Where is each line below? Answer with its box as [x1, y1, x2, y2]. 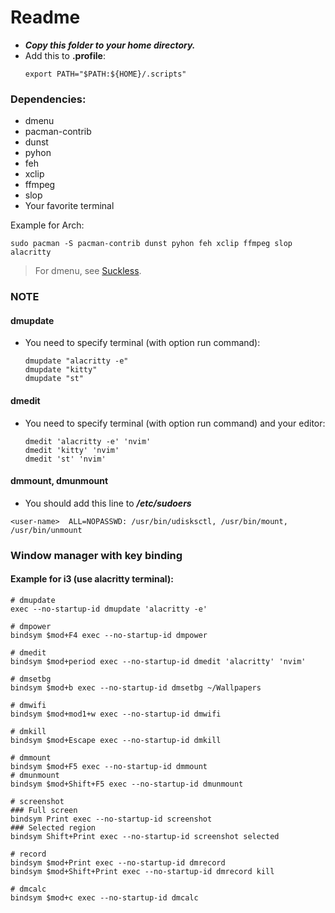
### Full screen [10, 805, 78, 815]
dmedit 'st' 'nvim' [24, 454, 107, 464]
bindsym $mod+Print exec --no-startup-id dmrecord [10, 857, 226, 868]
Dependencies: [10, 92, 87, 106]
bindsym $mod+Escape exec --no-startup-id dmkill [10, 735, 222, 745]
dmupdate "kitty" [24, 365, 98, 375]
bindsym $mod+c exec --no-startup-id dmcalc [10, 892, 199, 903]
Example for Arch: [10, 219, 85, 231]
